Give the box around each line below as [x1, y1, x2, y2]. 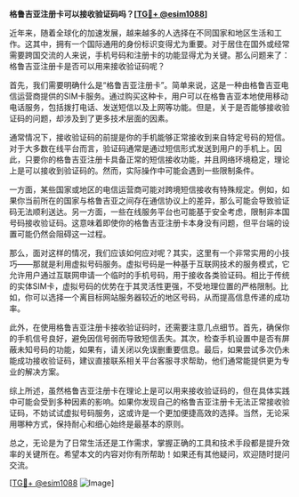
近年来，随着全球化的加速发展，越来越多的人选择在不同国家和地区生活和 [9, 28, 274, 38]
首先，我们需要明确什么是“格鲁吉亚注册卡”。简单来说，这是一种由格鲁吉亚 [9, 80, 282, 90]
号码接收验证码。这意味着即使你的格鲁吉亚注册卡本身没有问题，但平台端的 [9, 218, 282, 228]
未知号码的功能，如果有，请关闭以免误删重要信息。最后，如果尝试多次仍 [16, 344, 282, 355]
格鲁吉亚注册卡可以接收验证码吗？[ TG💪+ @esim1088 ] [9, 9, 208, 19]
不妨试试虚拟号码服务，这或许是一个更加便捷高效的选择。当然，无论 [32, 408, 282, 418]
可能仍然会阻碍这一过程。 [16, 228, 111, 239]
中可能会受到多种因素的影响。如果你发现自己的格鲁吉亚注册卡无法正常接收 [9, 397, 282, 407]
